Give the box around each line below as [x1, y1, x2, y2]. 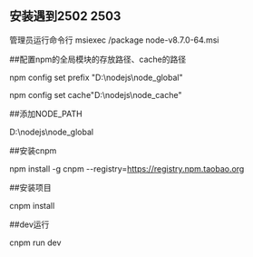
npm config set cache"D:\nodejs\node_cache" [9, 89, 182, 100]
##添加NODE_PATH [9, 108, 83, 119]
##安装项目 [9, 182, 52, 193]
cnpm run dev [9, 237, 62, 248]
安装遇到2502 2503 [9, 8, 122, 25]
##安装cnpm [9, 144, 57, 156]
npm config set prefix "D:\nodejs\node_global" [9, 72, 183, 83]
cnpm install [9, 200, 55, 211]
